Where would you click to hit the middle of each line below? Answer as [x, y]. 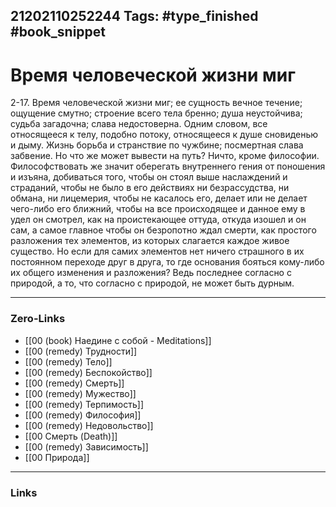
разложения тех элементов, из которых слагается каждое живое [150, 241]
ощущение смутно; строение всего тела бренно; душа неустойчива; [156, 113]
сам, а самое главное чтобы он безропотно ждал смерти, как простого [163, 230]
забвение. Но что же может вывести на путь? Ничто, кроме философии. [165, 156]
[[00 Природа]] [57, 457]
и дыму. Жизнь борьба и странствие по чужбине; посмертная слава [157, 145]
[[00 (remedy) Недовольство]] [89, 425]
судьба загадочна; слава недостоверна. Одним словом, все [139, 124]
